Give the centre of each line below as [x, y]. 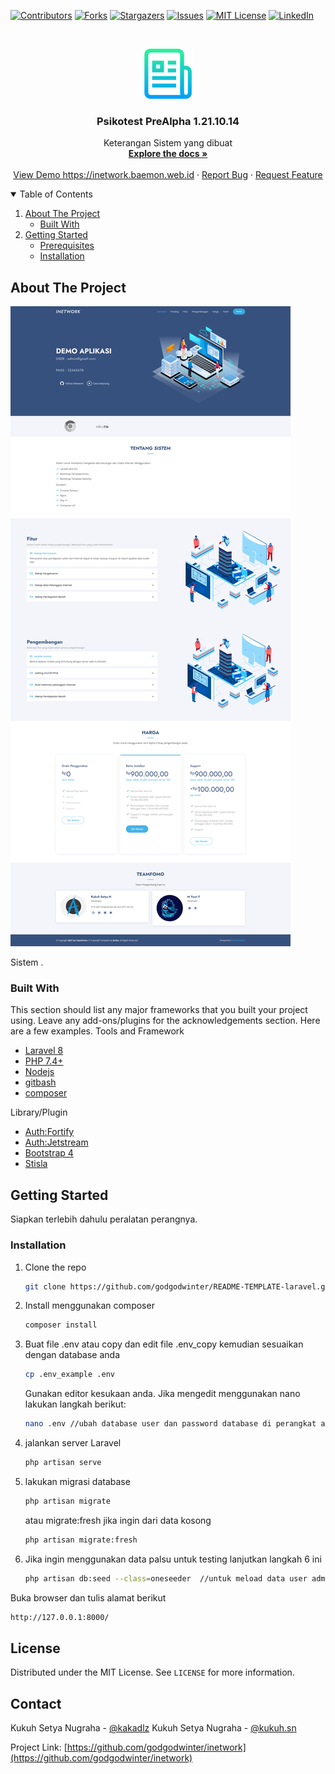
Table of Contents [56, 194]
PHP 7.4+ [44, 1061]
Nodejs [39, 1072]
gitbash [40, 1082]
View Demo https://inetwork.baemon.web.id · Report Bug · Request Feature [168, 175]
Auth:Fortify [49, 1132]
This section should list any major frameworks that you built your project [159, 1010]
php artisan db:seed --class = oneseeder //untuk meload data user [166, 1578]
